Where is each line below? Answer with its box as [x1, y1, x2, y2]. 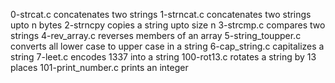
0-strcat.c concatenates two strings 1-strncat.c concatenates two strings [10, 9, 312, 20]
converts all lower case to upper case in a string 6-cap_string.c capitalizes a [10, 40, 325, 52]
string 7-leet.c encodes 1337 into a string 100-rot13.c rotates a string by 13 [10, 51, 317, 63]
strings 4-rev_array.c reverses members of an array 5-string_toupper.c [10, 30, 302, 41]
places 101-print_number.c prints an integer [10, 62, 189, 73]
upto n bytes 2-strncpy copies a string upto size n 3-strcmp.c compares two [10, 19, 326, 31]
